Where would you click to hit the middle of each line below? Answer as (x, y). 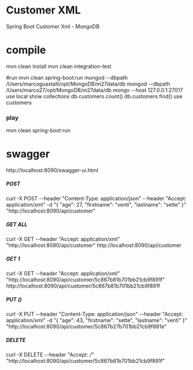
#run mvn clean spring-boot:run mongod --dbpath (67, 77)
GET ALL (17, 224)
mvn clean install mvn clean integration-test (59, 66)
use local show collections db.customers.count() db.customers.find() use (94, 96)
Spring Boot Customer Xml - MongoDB (53, 26)
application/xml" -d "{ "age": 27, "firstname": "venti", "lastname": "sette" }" (96, 205)
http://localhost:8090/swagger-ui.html (52, 170)
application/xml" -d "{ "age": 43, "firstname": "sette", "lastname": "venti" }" (96, 320)
